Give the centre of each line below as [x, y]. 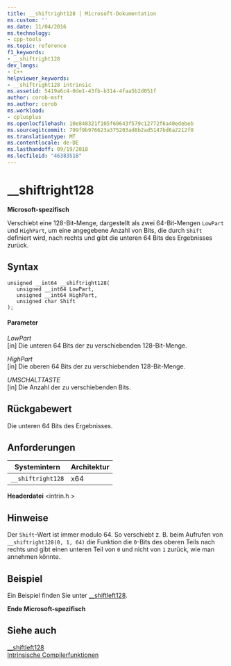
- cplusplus [24, 117]
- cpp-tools [24, 40]
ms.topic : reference [37, 46]
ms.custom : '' [28, 20]
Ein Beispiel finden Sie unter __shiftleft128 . [67, 596]
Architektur [90, 467]
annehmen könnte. [34, 557]
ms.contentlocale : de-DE [43, 143]
